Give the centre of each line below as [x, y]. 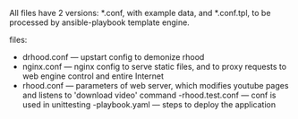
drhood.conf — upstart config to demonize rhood [113, 57]
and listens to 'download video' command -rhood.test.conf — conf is [149, 95]
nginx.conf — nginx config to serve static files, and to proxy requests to [154, 67]
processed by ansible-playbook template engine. [99, 22]
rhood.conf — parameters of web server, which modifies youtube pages [155, 85]
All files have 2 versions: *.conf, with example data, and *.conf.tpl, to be [140, 13]
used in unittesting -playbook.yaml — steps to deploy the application [149, 105]
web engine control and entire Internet [93, 76]
